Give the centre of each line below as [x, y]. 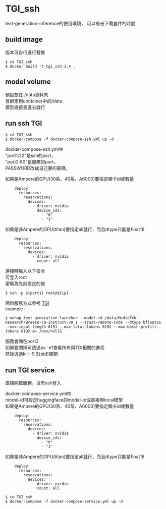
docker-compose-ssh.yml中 [34, 149]
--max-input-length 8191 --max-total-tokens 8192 [59, 327]
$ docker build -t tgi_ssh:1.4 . [40, 66]
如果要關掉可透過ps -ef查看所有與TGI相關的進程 [55, 348]
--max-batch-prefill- [136, 327]
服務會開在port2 [22, 342]
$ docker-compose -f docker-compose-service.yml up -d [64, 502]
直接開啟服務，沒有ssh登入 [33, 383]
